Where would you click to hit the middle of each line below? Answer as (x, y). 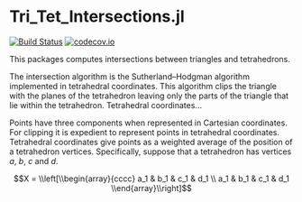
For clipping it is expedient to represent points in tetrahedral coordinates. (145, 132)
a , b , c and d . (34, 161)
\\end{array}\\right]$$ (151, 188)
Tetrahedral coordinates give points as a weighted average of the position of (151, 142)
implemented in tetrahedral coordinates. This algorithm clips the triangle (143, 86)
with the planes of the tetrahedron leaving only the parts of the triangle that (149, 96)
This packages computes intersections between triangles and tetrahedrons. (150, 59)
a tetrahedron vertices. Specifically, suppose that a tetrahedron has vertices (151, 151)
